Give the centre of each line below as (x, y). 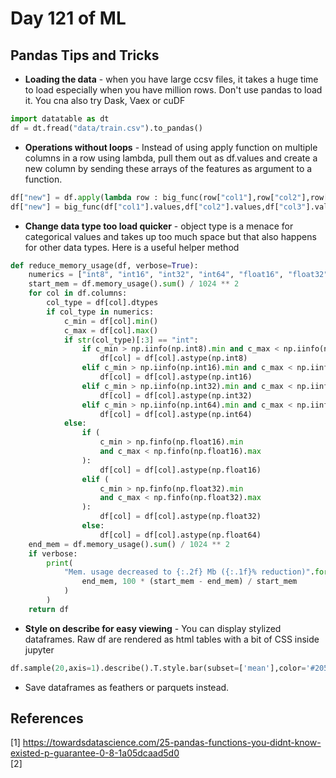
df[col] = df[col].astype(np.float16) (180, 470)
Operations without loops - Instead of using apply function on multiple (171, 147)
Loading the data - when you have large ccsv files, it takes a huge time (171, 79)
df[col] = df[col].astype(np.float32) (180, 517)
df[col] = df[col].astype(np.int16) (176, 377)
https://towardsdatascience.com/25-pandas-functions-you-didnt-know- (172, 743)
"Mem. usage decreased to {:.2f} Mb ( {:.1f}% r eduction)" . (189, 572)
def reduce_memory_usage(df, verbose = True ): (104, 265)
